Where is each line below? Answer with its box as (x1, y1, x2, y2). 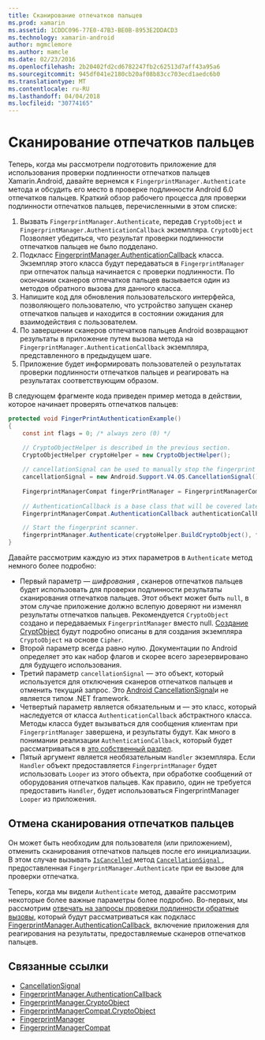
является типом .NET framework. (19, 694, 131, 703)
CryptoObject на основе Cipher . (19, 636, 124, 645)
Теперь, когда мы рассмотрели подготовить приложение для (8, 159, 217, 170)
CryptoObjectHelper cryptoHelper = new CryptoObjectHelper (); (22, 451, 231, 459)
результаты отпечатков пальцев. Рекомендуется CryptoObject (19, 610, 229, 620)
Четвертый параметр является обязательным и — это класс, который (19, 703, 257, 712)
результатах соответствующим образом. (19, 376, 159, 386)
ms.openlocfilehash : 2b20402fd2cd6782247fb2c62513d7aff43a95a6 (8, 63, 221, 71)
